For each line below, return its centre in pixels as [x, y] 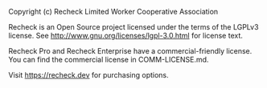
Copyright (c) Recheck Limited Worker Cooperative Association [113, 12]
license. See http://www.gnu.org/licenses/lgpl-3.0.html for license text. [126, 36]
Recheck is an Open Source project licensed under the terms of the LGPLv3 [133, 27]
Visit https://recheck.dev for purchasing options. [88, 75]
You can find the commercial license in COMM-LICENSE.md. [109, 60]
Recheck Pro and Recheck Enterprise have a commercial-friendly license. [130, 51]
